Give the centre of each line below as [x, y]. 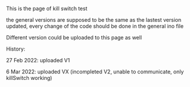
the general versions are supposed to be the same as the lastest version [94, 20]
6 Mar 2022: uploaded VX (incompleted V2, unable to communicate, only [95, 72]
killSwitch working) [29, 78]
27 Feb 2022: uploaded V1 [38, 60]
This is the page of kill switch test [47, 9]
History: [16, 49]
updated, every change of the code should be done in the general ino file [95, 26]
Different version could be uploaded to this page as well [74, 37]
